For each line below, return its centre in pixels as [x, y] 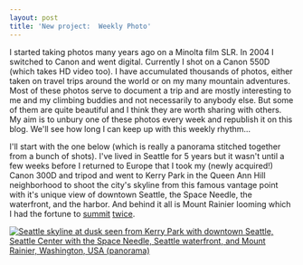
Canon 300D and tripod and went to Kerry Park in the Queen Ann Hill [137, 175]
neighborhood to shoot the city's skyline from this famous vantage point [144, 185]
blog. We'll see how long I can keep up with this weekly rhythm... [130, 128]
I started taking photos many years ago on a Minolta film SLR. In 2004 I [142, 52]
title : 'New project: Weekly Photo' [80, 26]
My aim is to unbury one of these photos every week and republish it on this [151, 119]
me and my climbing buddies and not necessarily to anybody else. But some [151, 99]
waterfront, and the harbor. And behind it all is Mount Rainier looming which [150, 203]
